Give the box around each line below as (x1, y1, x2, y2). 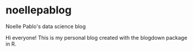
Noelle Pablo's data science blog (5, 23, 86, 30)
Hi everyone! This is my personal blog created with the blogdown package (5, 34, 188, 41)
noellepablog (5, 4, 72, 17)
